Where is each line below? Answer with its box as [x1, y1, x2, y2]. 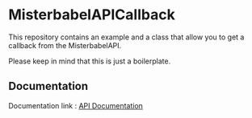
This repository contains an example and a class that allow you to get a [8, 32, 245, 42]
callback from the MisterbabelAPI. [8, 40, 122, 50]
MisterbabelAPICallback [8, 6, 175, 24]
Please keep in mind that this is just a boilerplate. [8, 56, 171, 66]
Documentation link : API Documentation [8, 100, 144, 110]
